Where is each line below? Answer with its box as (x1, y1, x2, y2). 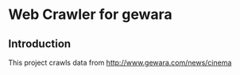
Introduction (8, 37, 72, 51)
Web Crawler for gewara (8, 6, 172, 24)
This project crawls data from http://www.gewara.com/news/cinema (8, 58, 232, 67)
